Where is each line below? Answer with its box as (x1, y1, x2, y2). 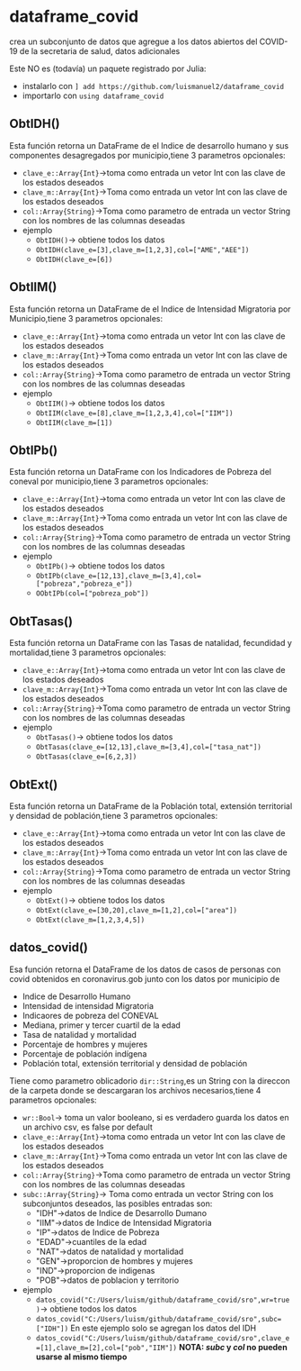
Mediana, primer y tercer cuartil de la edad (22, 1020, 181, 1031)
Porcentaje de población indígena (22, 1048, 147, 1059)
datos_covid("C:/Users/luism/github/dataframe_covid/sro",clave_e (35, 1333, 290, 1343)
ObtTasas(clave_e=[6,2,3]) (35, 752, 137, 762)
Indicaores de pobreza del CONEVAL (22, 1010, 159, 1021)
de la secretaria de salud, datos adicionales (19, 45, 181, 56)
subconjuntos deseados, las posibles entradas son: (22, 1198, 213, 1209)
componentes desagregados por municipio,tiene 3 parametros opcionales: (9, 150, 286, 160)
